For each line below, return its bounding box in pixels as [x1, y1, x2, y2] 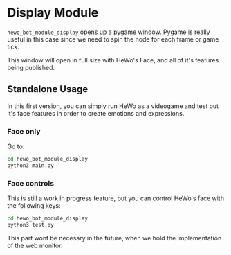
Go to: [7, 142, 25, 150]
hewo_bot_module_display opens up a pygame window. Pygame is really [7, 28, 210, 36]
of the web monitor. [7, 241, 63, 249]
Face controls [7, 178, 54, 188]
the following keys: [7, 202, 61, 210]
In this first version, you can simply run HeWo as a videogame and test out [7, 102, 219, 110]
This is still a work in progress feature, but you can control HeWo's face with [7, 194, 225, 202]
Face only [7, 126, 41, 136]
